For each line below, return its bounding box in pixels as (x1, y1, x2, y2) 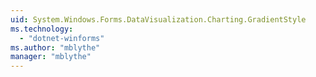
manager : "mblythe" (10, 52, 92, 62)
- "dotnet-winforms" (19, 33, 105, 43)
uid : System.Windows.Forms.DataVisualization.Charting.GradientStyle (10, 14, 307, 25)
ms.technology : (10, 24, 74, 34)
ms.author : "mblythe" (10, 42, 101, 53)
